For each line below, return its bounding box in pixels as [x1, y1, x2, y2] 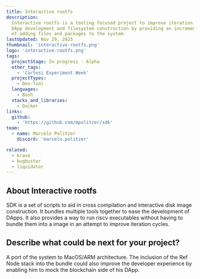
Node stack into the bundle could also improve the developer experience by [6, 260, 192, 267]
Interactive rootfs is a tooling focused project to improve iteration [11, 20, 193, 26]
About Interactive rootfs [6, 185, 97, 196]
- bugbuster [11, 158, 42, 164]
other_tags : [11, 64, 42, 70]
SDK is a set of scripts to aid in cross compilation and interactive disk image [6, 201, 192, 209]
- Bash [17, 92, 33, 98]
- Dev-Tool [17, 81, 44, 87]
